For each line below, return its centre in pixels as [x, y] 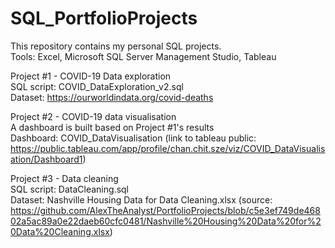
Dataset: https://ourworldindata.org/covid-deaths [112, 97]
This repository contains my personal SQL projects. [116, 46]
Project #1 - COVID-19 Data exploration [91, 76]
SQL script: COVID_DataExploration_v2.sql [97, 86]
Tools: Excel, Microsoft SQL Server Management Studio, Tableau [143, 56]
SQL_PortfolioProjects [104, 18]
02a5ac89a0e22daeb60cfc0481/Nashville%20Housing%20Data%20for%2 [166, 221]
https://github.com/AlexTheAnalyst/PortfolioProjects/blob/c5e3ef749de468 [165, 210]
